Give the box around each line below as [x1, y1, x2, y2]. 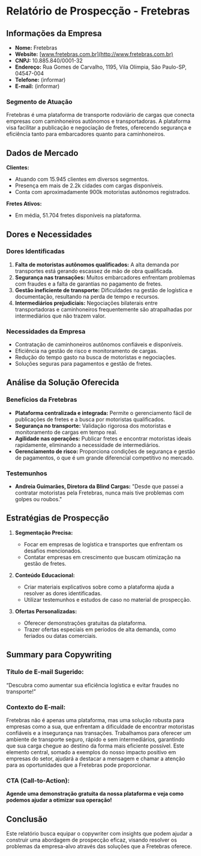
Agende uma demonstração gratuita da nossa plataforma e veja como [6, 790, 184, 798]
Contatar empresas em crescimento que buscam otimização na [23, 553, 181, 561]
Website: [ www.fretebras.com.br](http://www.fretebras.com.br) [14, 51, 173, 58]
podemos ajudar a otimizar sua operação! [6, 796, 112, 804]
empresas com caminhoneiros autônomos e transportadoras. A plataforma [6, 117, 191, 125]
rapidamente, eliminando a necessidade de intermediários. [14, 441, 160, 448]
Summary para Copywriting [6, 649, 112, 660]
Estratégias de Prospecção [6, 513, 109, 523]
